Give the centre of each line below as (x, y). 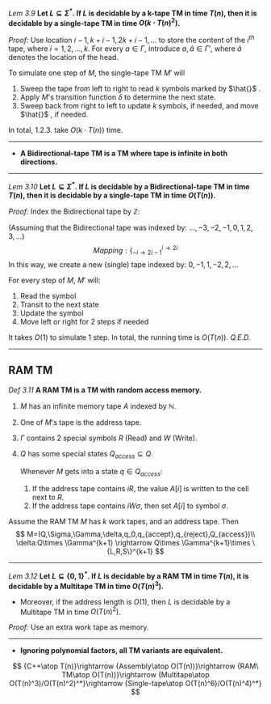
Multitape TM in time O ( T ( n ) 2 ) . (70, 611)
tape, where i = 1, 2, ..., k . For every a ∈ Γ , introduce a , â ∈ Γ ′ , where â (125, 49)
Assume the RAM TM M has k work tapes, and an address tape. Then (124, 522)
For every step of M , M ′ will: (54, 280)
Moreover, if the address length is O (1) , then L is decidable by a (125, 601)
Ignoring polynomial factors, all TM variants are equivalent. (121, 651)
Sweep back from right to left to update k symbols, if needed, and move (140, 105)
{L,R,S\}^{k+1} (130, 551)
